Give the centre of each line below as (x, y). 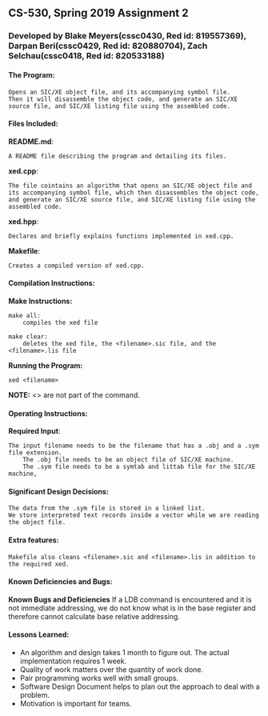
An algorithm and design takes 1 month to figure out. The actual (124, 652)
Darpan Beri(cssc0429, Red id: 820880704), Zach (108, 46)
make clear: (28, 336)
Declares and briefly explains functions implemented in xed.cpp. (121, 236)
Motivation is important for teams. (76, 703)
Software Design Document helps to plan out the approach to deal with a (140, 686)
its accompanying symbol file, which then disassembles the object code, (134, 192)
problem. (35, 694)
